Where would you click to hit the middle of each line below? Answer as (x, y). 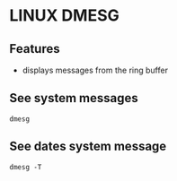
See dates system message (88, 147)
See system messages (74, 98)
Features (35, 49)
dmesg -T (26, 167)
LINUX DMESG (64, 16)
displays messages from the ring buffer (95, 70)
